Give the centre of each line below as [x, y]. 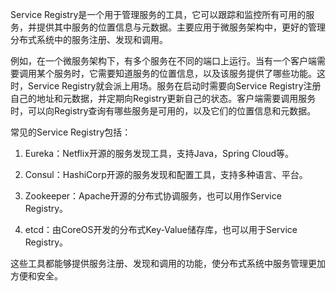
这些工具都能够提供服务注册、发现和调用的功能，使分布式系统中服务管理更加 [168, 263]
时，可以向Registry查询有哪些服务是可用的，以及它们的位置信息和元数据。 [163, 111]
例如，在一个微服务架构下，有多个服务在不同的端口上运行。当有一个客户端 [163, 61]
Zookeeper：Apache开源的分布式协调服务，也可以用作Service [153, 196]
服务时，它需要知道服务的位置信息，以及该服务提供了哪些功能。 [185, 73]
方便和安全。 [36, 276]
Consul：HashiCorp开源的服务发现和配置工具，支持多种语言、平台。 [166, 174]
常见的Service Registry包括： [71, 132]
